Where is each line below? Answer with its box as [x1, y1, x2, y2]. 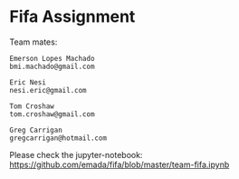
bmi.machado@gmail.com [9, 62, 95, 71]
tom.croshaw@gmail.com [9, 109, 95, 119]
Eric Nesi [9, 77, 47, 87]
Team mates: [9, 36, 58, 47]
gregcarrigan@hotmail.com [9, 134, 107, 143]
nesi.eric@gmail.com [9, 85, 88, 94]
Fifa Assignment [9, 6, 136, 27]
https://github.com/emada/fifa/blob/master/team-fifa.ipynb [9, 159, 230, 170]
